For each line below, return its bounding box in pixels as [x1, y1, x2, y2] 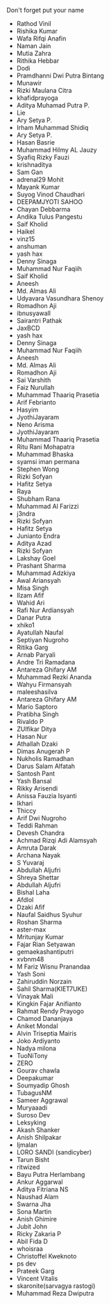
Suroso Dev [16, 1111, 51, 1119]
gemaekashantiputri [16, 948, 74, 956]
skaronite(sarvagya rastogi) [16, 1282, 96, 1290]
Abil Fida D [16, 1237, 48, 1245]
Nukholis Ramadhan [16, 755, 74, 762]
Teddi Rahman [16, 821, 58, 830]
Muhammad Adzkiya [16, 569, 76, 577]
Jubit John [16, 1222, 48, 1231]
